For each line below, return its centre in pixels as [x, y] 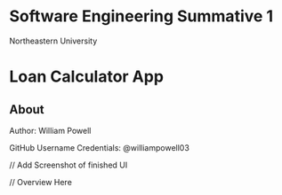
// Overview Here [41, 182]
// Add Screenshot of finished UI [68, 165]
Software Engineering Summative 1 [141, 16]
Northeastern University [53, 41]
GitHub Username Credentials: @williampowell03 [99, 147]
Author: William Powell [50, 130]
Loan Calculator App [87, 77]
